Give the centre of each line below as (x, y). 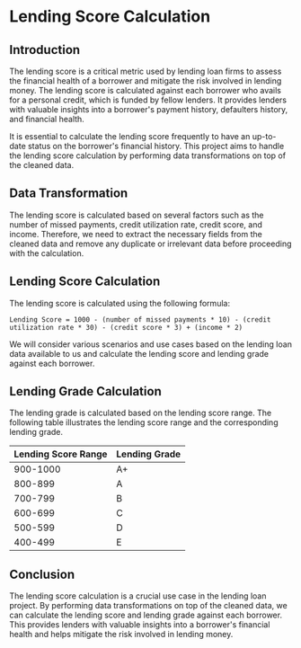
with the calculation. (47, 253)
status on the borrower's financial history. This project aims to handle (156, 146)
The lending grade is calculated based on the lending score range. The (141, 413)
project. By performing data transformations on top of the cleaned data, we (148, 606)
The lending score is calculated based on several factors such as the (137, 215)
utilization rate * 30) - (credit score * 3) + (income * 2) (126, 327)
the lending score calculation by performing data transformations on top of (147, 155)
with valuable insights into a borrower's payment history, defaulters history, (149, 109)
